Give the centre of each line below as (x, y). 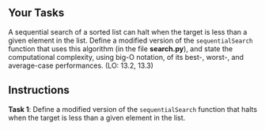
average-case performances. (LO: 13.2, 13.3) (81, 65)
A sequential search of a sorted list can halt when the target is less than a (128, 32)
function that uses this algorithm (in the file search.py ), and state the (121, 48)
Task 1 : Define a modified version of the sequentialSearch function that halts (133, 109)
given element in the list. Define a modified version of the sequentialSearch (131, 40)
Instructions (39, 90)
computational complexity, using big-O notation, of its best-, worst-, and (126, 57)
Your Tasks (36, 13)
